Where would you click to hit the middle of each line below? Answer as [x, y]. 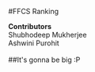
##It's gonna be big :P [44, 59]
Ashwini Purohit [34, 43]
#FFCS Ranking [34, 11]
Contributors [30, 26]
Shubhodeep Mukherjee [47, 35]
